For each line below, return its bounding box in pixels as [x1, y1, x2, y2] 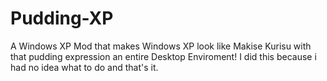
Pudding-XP [10, 7, 114, 30]
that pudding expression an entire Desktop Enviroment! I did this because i [10, 50, 317, 62]
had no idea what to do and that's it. [10, 61, 159, 73]
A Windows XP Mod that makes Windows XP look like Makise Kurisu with [10, 40, 312, 52]
